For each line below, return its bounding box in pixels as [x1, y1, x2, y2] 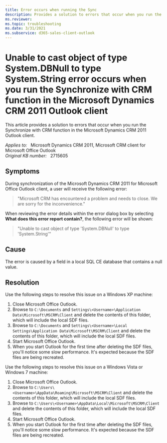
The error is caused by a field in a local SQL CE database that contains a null [5, 258, 163, 264]
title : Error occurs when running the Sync [5, 7, 97, 12]
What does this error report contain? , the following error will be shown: [5, 215, 154, 221]
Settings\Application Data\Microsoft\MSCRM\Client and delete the [12, 328, 151, 334]
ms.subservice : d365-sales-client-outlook [5, 30, 95, 35]
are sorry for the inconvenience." [17, 200, 86, 206]
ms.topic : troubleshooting [5, 21, 61, 26]
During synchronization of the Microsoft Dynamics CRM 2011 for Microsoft [5, 180, 158, 186]
